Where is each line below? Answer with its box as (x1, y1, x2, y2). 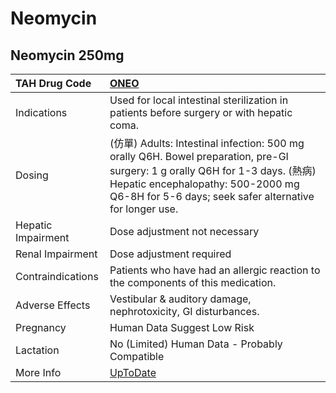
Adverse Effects (15, 298, 91, 312)
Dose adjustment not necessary (109, 225, 260, 238)
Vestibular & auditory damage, (109, 292, 252, 306)
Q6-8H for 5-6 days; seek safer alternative (109, 190, 315, 203)
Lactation (15, 343, 60, 357)
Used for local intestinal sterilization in (109, 93, 289, 107)
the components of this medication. (109, 276, 277, 289)
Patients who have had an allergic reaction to (109, 263, 321, 277)
